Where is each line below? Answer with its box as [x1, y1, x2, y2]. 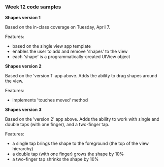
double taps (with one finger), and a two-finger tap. [5, 122, 110, 128]
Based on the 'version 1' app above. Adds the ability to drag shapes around [5, 73, 158, 79]
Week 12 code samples [5, 3, 62, 10]
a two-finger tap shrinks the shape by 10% [12, 156, 99, 162]
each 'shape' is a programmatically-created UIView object [12, 54, 131, 60]
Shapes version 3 [5, 107, 42, 113]
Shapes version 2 [5, 63, 42, 69]
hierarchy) [12, 146, 33, 152]
